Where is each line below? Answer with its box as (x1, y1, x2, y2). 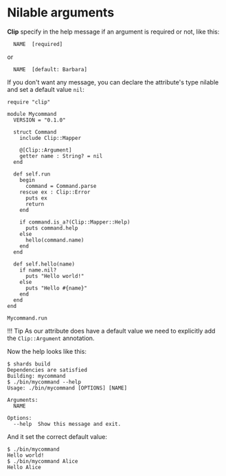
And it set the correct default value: (7, 432, 108, 440)
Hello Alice (7, 464, 41, 471)
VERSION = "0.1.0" (13, 117, 67, 123)
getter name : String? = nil (19, 152, 103, 159)
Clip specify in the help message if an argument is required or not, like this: (7, 27, 220, 36)
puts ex (25, 194, 48, 202)
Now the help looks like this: (7, 347, 87, 355)
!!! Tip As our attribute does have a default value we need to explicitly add (7, 326, 216, 335)
